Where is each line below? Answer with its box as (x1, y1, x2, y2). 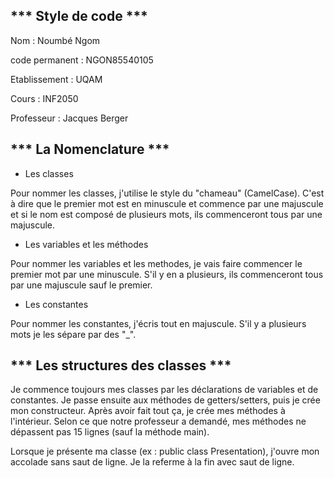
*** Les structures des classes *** (10, 357, 232, 374)
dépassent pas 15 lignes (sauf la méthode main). (10, 426, 210, 438)
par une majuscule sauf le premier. (10, 279, 153, 291)
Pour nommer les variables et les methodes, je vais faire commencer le (10, 257, 303, 269)
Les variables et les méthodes (24, 238, 149, 250)
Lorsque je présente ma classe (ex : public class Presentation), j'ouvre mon (10, 445, 320, 458)
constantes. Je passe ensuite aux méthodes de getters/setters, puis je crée (10, 394, 321, 406)
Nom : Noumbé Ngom (10, 34, 101, 46)
